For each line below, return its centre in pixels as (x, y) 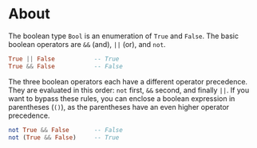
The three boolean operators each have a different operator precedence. (128, 81)
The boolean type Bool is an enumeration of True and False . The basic (124, 36)
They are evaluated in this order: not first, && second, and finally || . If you (129, 90)
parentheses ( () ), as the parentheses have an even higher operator (119, 107)
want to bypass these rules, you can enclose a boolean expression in (122, 98)
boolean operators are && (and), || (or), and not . (87, 44)
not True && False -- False (66, 130)
